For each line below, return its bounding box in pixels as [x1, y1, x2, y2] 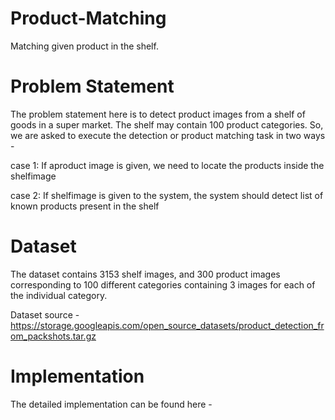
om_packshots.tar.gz [10, 330, 97, 342]
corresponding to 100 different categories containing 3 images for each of [10, 278, 316, 291]
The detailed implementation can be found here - [10, 398, 213, 410]
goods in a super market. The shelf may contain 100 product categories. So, [10, 118, 324, 131]
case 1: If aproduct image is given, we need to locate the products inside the [10, 159, 325, 171]
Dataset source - [10, 308, 80, 321]
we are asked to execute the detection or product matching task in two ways [10, 129, 326, 141]
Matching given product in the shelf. [10, 40, 159, 52]
